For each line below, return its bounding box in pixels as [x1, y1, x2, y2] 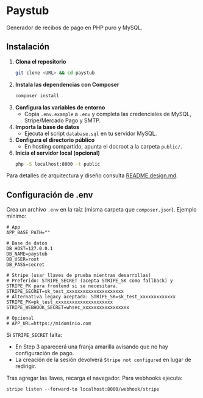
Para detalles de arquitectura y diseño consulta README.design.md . [6, 172, 178, 179]
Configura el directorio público [15, 136, 95, 144]
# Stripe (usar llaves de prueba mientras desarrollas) [6, 273, 151, 279]
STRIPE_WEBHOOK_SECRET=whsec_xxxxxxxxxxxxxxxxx [6, 304, 130, 311]
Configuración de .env [6, 190, 93, 200]
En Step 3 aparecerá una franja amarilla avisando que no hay [15, 343, 169, 350]
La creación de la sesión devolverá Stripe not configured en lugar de [15, 356, 191, 364]
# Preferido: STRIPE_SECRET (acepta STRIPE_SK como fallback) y [6, 278, 173, 284]
